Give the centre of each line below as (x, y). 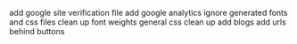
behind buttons (37, 31)
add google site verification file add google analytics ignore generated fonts (148, 13)
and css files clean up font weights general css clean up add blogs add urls (148, 22)
